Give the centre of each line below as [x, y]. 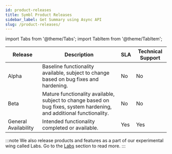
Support [150, 58]
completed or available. [70, 128]
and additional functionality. [76, 113]
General [17, 122]
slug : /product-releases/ [33, 24]
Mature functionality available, [79, 94]
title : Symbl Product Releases [39, 15]
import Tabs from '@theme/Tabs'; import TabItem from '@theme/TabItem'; [84, 39]
